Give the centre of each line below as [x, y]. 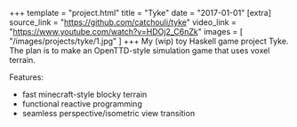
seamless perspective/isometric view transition [108, 113]
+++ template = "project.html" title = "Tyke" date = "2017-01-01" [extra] [140, 13]
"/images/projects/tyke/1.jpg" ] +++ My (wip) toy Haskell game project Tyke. [149, 41]
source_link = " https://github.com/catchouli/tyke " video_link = [123, 22]
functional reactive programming [82, 104]
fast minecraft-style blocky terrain [84, 94]
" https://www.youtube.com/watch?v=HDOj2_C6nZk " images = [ [126, 32]
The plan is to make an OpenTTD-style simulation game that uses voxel [140, 51]
